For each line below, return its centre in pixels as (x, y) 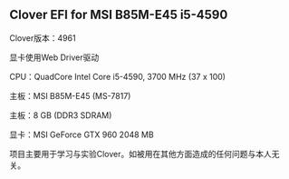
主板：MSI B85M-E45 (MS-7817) (70, 95)
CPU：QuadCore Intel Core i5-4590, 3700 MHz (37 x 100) (118, 76)
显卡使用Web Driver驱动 (54, 57)
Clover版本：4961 (43, 38)
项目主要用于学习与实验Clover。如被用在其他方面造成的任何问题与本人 (140, 154)
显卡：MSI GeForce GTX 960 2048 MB (82, 134)
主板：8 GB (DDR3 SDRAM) (61, 115)
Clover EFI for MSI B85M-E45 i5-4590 (119, 15)
